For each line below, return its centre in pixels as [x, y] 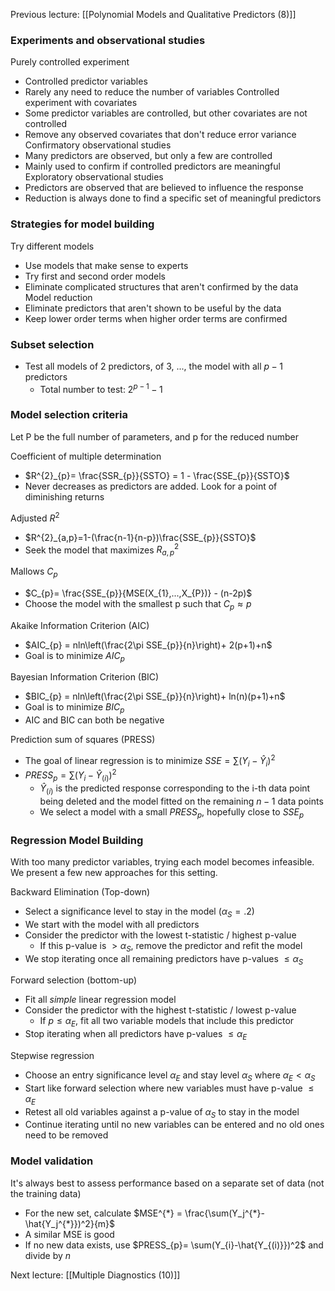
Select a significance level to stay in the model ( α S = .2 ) [139, 912]
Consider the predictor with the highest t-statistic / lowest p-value [160, 1010]
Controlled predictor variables [86, 81]
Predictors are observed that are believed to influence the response [164, 188]
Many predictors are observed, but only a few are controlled [148, 156]
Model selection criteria [69, 415]
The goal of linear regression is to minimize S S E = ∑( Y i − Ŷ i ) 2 [150, 761]
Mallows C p [34, 572]
